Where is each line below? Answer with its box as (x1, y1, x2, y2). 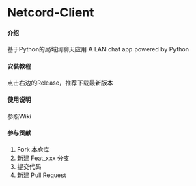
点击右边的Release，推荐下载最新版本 (7, 79, 114, 87)
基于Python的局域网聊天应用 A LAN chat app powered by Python (7, 45, 190, 53)
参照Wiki (7, 111, 32, 120)
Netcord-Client (7, 5, 94, 21)
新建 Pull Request (16, 171, 66, 179)
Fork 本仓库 (16, 146, 50, 153)
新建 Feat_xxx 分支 (16, 154, 70, 162)
